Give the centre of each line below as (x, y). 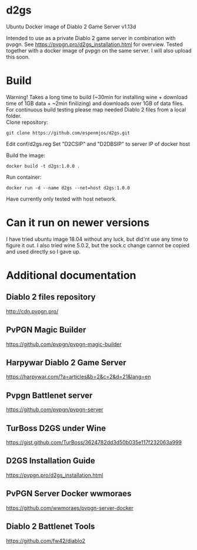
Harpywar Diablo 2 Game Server (66, 363)
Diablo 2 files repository (51, 297)
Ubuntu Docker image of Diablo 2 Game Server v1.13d (71, 27)
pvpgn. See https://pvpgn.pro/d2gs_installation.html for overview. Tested (95, 44)
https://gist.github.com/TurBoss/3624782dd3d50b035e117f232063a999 (94, 443)
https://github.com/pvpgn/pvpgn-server (55, 410)
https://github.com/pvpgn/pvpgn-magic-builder (64, 344)
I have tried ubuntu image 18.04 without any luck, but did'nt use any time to (97, 239)
